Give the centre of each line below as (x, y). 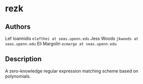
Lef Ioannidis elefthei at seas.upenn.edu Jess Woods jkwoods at (72, 38)
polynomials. (18, 76)
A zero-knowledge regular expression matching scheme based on (72, 71)
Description (23, 59)
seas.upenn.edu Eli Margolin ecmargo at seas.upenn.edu (61, 44)
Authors (18, 27)
